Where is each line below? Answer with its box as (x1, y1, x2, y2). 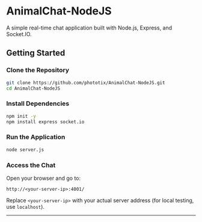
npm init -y (6, 113, 36, 119)
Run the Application (6, 133, 66, 141)
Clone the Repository (6, 66, 70, 75)
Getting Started (6, 48, 66, 58)
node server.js (6, 146, 44, 153)
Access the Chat (6, 161, 56, 169)
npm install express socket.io (6, 119, 85, 125)
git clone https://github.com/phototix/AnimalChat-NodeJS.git (6, 79, 165, 85)
